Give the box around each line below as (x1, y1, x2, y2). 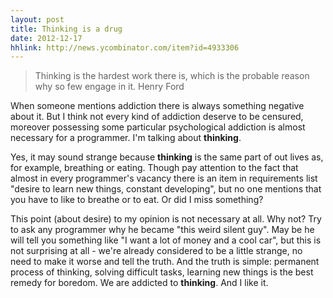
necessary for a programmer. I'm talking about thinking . (10, 132, 242, 144)
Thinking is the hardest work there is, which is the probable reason (34, 70, 310, 82)
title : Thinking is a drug (10, 24, 123, 34)
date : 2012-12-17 (10, 33, 83, 43)
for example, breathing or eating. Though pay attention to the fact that (10, 162, 299, 174)
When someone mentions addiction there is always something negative (10, 100, 305, 112)
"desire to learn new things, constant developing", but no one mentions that (10, 183, 322, 195)
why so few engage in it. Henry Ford (34, 81, 185, 93)
